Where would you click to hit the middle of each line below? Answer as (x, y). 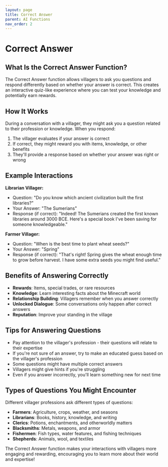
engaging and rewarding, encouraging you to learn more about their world (82, 454)
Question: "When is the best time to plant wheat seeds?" (71, 244)
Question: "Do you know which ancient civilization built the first (78, 197)
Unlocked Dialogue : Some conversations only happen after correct (82, 304)
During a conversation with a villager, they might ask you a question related (83, 123)
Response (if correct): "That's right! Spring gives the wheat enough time (87, 254)
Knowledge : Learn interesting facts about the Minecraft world (76, 293)
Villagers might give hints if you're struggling (59, 369)
